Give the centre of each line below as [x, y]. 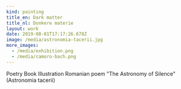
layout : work [22, 29]
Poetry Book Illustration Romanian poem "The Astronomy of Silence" [91, 73]
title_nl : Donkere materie [40, 23]
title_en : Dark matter [34, 17]
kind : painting [25, 12]
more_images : [22, 46]
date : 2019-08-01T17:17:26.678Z [46, 34]
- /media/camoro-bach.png [44, 57]
